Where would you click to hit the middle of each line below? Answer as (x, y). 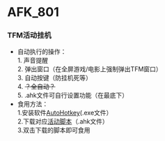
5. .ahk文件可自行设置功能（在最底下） (73, 96)
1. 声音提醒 (33, 61)
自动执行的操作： (42, 52)
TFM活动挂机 (30, 36)
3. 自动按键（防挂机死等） (55, 78)
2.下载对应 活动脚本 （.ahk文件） (63, 121)
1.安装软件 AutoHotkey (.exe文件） (65, 113)
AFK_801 (33, 12)
